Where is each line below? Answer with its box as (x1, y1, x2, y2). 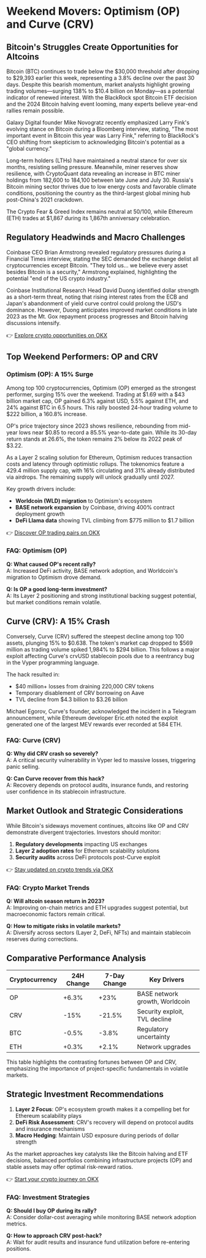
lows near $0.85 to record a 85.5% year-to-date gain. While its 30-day (18, 428, 197, 436)
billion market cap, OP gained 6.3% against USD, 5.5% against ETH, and (6, 397, 189, 404)
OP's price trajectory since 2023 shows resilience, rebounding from (6, 422, 178, 430)
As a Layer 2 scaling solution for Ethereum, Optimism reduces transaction (6, 454, 193, 461)
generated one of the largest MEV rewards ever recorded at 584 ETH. (6, 720, 183, 728)
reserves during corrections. (6, 935, 78, 943)
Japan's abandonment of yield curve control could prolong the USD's (6, 299, 182, 307)
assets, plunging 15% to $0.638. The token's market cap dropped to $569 (6, 639, 193, 647)
